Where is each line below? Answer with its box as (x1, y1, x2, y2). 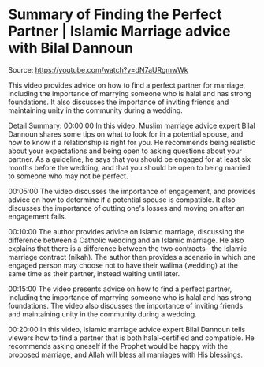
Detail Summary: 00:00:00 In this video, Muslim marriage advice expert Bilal (8, 121, 255, 130)
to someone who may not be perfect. (8, 171, 128, 181)
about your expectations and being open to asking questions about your (8, 146, 243, 155)
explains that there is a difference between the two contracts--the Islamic (8, 243, 247, 253)
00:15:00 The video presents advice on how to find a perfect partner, (8, 284, 232, 294)
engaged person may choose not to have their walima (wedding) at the (8, 260, 239, 270)
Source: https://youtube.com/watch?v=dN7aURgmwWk (8, 65, 188, 74)
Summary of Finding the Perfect (8, 6, 222, 24)
